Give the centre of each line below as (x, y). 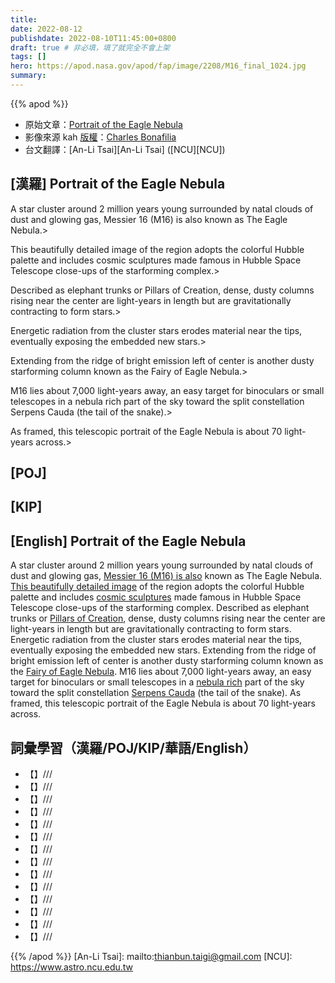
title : (24, 19)
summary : (28, 76)
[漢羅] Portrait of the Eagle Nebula (118, 184)
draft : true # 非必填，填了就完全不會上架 (90, 47)
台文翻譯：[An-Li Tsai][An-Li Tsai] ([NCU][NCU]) (125, 149)
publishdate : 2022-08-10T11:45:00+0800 (93, 38)
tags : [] (28, 57)
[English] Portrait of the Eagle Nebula (128, 541)
